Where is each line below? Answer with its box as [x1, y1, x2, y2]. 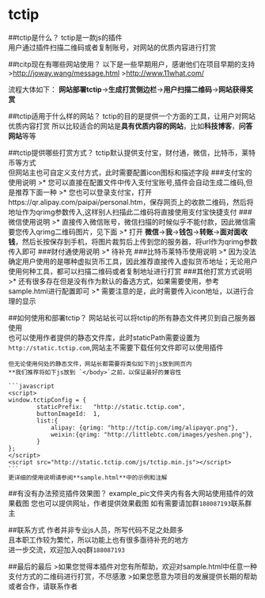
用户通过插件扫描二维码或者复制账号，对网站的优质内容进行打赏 [8, 42, 216, 52]
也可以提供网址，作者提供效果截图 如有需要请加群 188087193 [37, 498, 232, 508]
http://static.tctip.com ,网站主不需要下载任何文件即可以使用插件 [8, 343, 224, 352]
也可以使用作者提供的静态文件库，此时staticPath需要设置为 [8, 332, 200, 342]
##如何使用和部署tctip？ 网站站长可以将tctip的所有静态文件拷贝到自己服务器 [8, 312, 256, 322]
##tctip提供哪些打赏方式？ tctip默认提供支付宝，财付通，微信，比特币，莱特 [8, 148, 256, 157]
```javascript [8, 382, 55, 390]
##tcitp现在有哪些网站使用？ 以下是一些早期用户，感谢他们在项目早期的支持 [8, 59, 256, 69]
